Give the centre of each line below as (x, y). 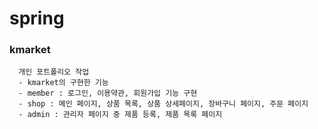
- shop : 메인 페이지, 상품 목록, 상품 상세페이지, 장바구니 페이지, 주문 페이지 (163, 104)
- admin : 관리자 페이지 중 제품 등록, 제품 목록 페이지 (120, 115)
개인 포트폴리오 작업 (54, 72)
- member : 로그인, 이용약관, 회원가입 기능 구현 (108, 93)
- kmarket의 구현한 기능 (63, 83)
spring (37, 18)
